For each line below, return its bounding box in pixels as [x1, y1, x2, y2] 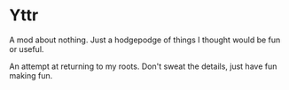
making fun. [9, 70, 53, 80]
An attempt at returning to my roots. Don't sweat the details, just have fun [9, 61, 277, 71]
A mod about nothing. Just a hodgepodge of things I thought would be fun [9, 34, 281, 45]
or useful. [9, 43, 44, 54]
